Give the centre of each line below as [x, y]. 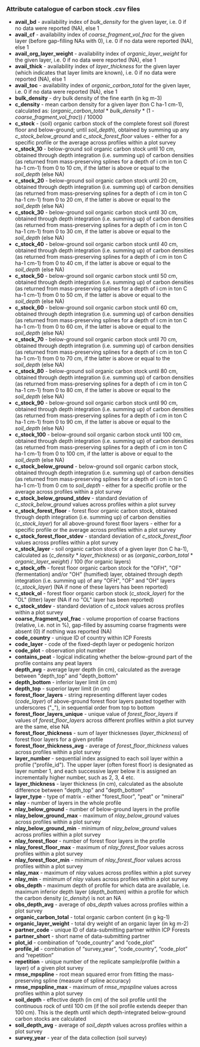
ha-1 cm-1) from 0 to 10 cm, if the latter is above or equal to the [92, 168]
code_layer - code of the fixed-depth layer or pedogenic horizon [94, 644]
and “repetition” [34, 956]
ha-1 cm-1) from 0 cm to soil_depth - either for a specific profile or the [101, 485]
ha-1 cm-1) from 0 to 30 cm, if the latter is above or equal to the [93, 231]
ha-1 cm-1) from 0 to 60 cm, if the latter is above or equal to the [93, 327]
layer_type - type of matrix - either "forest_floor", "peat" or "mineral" [99, 797]
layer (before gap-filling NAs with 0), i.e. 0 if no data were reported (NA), [104, 41]
